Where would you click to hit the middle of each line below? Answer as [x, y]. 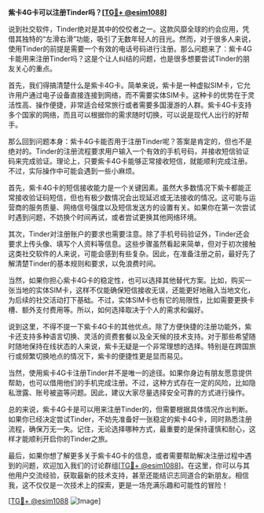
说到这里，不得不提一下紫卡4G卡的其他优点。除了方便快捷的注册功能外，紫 [130, 327]
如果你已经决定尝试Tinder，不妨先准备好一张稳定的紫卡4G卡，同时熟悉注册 [130, 419]
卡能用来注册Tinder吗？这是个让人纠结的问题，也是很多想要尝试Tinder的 [126, 59]
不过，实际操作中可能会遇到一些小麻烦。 [73, 171]
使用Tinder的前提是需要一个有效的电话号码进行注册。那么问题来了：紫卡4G [130, 49]
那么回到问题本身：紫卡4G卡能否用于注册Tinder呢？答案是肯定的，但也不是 [130, 141]
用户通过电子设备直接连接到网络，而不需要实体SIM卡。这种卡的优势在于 [131, 95]
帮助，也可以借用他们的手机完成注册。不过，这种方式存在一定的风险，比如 [128, 383]
